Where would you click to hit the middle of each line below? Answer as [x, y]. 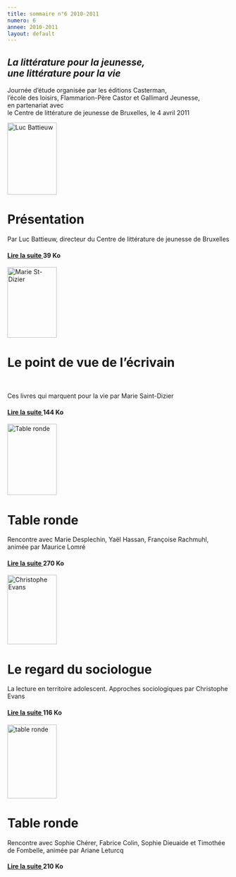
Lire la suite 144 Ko [36, 412]
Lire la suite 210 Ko [35, 866]
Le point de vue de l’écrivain [91, 363]
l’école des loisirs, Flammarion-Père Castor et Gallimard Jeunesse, [104, 98]
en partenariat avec [36, 105]
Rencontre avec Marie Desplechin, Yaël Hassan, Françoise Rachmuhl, [108, 540]
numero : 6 [22, 20]
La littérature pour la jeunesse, [76, 62]
